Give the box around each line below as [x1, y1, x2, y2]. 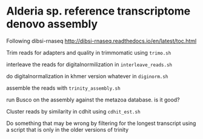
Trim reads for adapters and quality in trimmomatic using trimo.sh [6, 49, 171, 56]
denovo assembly [6, 17, 98, 31]
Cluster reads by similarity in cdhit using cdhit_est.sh [6, 107, 141, 115]
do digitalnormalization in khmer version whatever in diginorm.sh [6, 72, 168, 80]
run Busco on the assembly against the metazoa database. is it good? [6, 96, 180, 103]
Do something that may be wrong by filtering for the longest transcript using [6, 120, 196, 127]
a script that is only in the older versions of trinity [6, 126, 129, 133]
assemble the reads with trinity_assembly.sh [6, 84, 121, 92]
